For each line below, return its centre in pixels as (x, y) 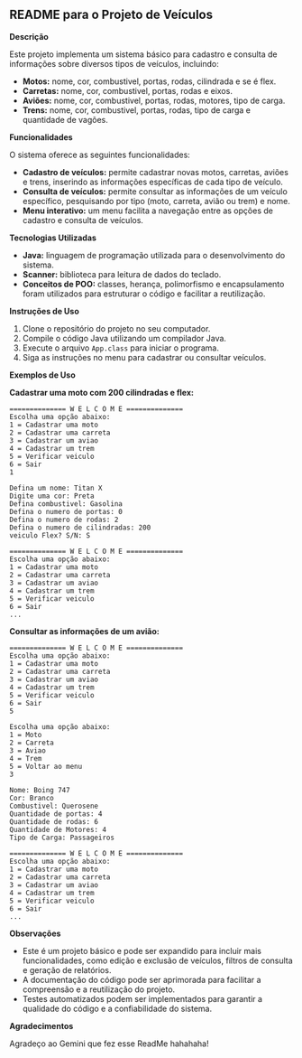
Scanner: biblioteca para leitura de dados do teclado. (122, 274)
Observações (35, 933)
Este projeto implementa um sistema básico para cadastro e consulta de (143, 54)
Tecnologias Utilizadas (53, 238)
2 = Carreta (32, 743)
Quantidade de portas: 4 (56, 814)
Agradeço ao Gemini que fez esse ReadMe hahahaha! (109, 1044)
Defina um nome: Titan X (56, 488)
